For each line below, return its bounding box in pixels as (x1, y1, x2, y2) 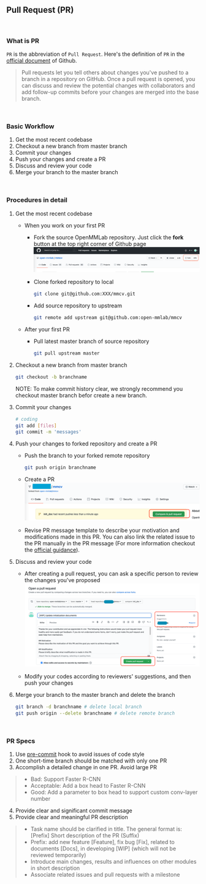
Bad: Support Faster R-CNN (30, 775, 101, 783)
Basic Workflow (6, 122, 55, 131)
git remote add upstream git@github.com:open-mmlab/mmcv (33, 315, 182, 321)
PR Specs (6, 736, 36, 745)
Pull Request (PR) (6, 5, 74, 15)
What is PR (6, 36, 40, 45)
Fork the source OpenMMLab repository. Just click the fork (33, 233, 184, 241)
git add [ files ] (15, 423, 57, 429)
